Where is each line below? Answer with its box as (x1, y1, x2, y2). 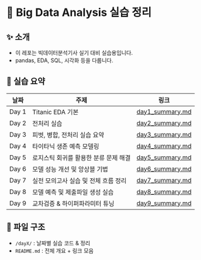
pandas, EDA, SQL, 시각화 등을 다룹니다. (15, 57, 114, 64)
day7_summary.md (136, 176, 192, 184)
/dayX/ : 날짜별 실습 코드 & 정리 (15, 239, 90, 247)
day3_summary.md (136, 130, 192, 139)
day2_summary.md (136, 118, 192, 127)
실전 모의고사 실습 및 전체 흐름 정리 (32, 176, 127, 185)
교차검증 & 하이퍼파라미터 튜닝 (32, 199, 115, 208)
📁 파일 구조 (6, 222, 46, 233)
